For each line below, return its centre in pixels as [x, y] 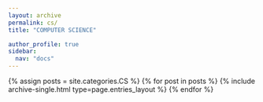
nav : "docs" [35, 59]
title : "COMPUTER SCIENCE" [52, 30]
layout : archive [35, 15]
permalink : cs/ [33, 23]
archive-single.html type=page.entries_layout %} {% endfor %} [111, 89]
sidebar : [22, 52]
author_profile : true [44, 44]
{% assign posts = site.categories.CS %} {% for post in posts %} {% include [132, 81]
